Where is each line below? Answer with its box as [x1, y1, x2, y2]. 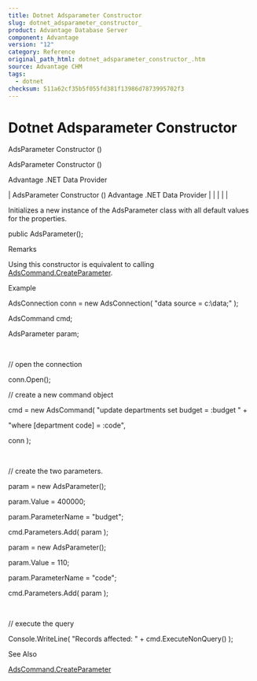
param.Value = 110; [8, 558, 70, 568]
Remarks [8, 245, 37, 254]
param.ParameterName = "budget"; [8, 513, 124, 522]
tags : [8, 70, 26, 78]
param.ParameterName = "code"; [8, 573, 117, 583]
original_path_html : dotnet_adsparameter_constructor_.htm [8, 56, 206, 64]
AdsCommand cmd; [8, 314, 73, 324]
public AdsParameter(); [8, 229, 84, 239]
